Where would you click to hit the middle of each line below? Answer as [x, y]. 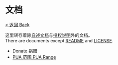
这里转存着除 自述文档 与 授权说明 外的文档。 [49, 35]
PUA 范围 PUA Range [34, 57]
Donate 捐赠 [25, 51]
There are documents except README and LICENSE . [59, 40]
